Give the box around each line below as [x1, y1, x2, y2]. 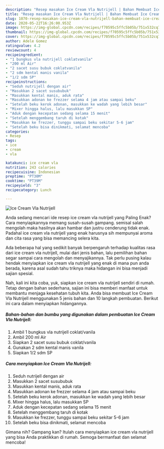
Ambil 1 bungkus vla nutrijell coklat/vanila [12, 329, 95, 335]
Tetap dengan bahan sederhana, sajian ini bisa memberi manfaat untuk [5, 285, 148, 291]
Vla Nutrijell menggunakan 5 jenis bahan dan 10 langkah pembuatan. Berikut [5, 295, 159, 301]
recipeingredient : [5, 52, 43, 57]
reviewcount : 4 [5, 48, 36, 52]
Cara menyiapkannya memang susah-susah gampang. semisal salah [5, 220, 143, 225]
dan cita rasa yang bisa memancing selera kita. [5, 235, 100, 241]
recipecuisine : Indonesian [5, 170, 60, 174]
